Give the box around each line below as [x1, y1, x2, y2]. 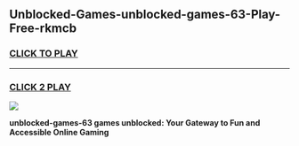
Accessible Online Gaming [9, 127, 109, 137]
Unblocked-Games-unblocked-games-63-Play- [9, 7, 281, 22]
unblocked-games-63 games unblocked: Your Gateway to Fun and [9, 117, 261, 127]
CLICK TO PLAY [9, 48, 78, 60]
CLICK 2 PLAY [9, 81, 71, 93]
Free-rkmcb [9, 21, 77, 36]
